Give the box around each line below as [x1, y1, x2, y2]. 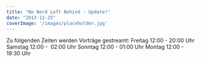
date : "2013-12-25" [6, 15, 56, 21]
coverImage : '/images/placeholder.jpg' [6, 20, 108, 26]
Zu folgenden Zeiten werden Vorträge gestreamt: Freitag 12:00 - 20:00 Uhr [6, 37, 195, 44]
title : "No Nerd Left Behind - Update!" [6, 9, 111, 15]
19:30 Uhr [6, 50, 31, 57]
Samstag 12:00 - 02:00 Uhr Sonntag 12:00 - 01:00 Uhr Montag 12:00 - [6, 43, 185, 50]
